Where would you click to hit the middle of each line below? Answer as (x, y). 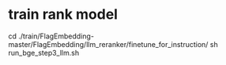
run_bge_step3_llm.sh (44, 52)
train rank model (63, 14)
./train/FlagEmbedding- (56, 36)
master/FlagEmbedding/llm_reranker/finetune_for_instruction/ (108, 44)
